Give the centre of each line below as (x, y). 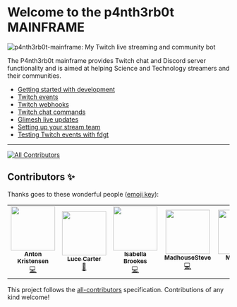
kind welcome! (29, 297)
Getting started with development (66, 89)
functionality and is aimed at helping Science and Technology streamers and (119, 68)
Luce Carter (84, 259)
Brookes (135, 261)
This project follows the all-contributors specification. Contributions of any (116, 289)
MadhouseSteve (188, 257)
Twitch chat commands (51, 112)
